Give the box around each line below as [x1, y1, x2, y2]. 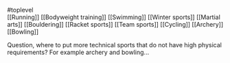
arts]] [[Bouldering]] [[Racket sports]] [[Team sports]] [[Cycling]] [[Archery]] [7, 21, 224, 28]
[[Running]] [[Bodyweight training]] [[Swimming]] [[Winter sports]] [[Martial [7, 13, 221, 21]
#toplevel [7, 6, 34, 14]
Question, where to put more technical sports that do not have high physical [7, 41, 222, 49]
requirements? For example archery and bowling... [7, 48, 150, 56]
